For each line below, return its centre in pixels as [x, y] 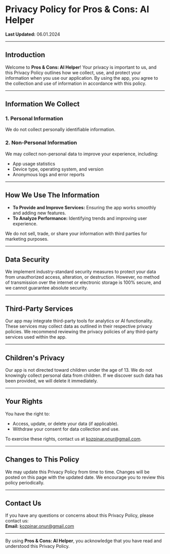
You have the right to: [28, 414]
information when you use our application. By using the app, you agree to [82, 78]
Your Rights [24, 401]
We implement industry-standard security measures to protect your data [81, 272]
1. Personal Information [34, 119]
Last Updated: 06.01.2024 [33, 34]
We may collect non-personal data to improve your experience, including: [82, 154]
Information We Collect [42, 104]
